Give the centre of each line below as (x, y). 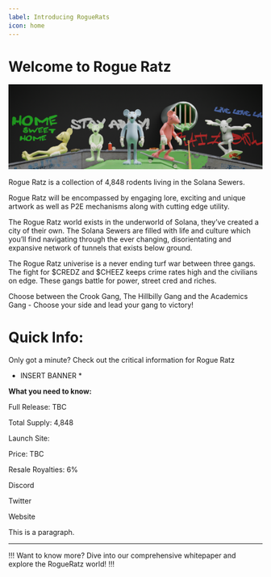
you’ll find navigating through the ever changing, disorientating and (120, 239)
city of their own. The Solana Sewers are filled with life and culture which (130, 231)
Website (22, 516)
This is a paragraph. (42, 533)
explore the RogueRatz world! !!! (62, 564)
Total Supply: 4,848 (41, 423)
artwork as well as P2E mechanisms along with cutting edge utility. (119, 207)
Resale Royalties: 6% (43, 470)
